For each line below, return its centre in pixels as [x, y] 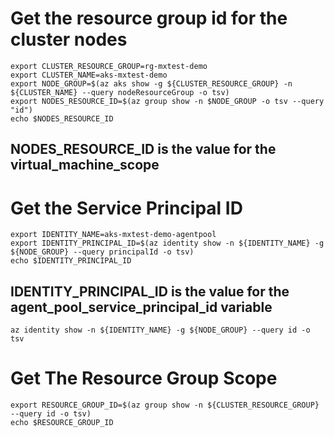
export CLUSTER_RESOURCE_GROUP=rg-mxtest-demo [109, 66]
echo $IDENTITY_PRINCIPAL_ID [71, 261]
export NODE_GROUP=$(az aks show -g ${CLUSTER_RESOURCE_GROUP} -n [151, 83]
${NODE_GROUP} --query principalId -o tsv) [102, 252]
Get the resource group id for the [149, 18]
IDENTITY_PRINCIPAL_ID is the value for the [150, 291]
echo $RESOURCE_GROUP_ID [62, 423]
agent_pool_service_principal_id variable [141, 307]
